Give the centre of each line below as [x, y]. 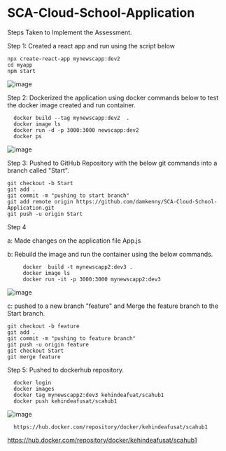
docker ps [28, 136]
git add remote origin [40, 201]
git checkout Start [36, 351]
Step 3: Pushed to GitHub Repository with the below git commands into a [112, 163]
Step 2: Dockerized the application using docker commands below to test [113, 97]
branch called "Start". [38, 170]
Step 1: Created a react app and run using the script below [91, 46]
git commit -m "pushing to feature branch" [72, 338]
